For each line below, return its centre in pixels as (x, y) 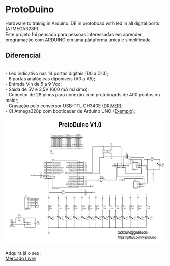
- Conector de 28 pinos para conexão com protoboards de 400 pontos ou (83, 94)
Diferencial (23, 56)
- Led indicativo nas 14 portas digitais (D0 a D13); (57, 73)
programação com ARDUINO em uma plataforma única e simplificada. (79, 40)
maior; (12, 100)
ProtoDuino (30, 9)
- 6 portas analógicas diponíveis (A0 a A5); (50, 78)
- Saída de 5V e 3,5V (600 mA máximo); (47, 89)
